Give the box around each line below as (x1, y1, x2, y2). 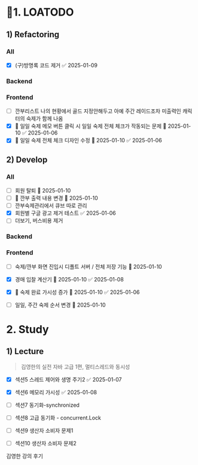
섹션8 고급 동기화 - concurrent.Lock (14, 414, 102, 421)
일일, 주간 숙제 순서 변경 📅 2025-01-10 (14, 301, 106, 308)
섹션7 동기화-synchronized (14, 401, 80, 409)
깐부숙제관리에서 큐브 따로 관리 (14, 202, 87, 209)
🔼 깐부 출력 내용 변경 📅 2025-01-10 (14, 194, 98, 202)
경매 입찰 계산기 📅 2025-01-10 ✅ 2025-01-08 (14, 275, 124, 283)
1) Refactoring (6, 29, 60, 40)
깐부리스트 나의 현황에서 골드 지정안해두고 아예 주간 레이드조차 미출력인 (14, 107, 181, 115)
